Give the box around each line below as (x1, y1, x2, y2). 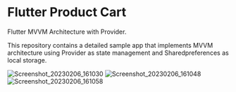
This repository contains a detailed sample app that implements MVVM (7, 41, 213, 49)
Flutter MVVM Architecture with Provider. (7, 27, 127, 36)
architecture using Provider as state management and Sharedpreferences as (7, 48, 229, 57)
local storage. (7, 55, 47, 64)
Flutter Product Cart (7, 4, 127, 20)
